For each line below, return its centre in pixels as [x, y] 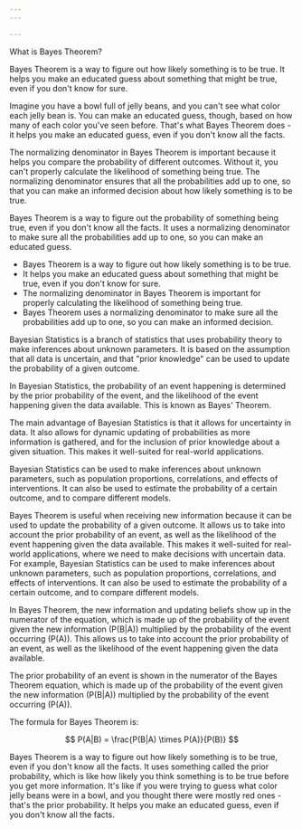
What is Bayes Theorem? [56, 52]
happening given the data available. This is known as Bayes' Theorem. [140, 405]
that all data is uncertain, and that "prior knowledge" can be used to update [150, 358]
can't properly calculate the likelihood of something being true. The [135, 171]
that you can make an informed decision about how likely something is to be [151, 190]
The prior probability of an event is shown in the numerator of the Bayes [143, 675]
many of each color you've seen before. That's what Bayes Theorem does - [150, 125]
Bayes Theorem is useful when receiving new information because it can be [151, 515]
